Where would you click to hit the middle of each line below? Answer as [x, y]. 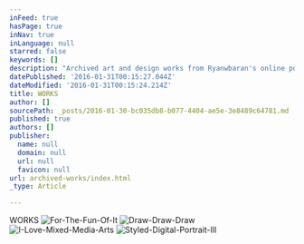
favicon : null [44, 170]
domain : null [42, 152]
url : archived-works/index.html [70, 178]
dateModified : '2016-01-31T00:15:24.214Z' [90, 85]
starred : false [38, 52]
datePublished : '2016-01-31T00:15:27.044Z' [93, 77]
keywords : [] [34, 60]
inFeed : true [34, 18]
